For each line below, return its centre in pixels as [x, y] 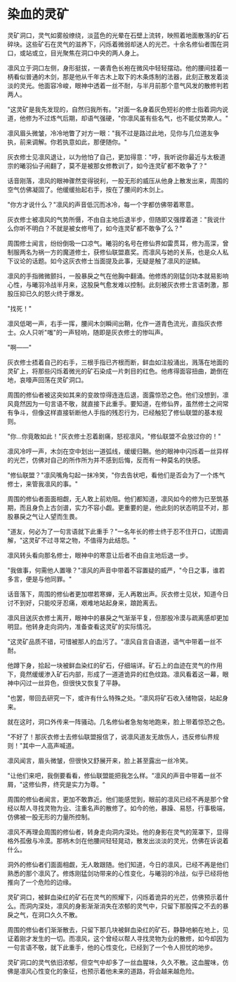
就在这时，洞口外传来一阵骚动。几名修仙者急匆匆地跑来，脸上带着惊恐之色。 [118, 722]
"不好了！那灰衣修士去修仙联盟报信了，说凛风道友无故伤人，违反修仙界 [110, 737]
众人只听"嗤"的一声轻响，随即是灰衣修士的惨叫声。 [93, 332]
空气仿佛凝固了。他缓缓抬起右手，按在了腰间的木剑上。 [87, 189]
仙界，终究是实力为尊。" [70, 784]
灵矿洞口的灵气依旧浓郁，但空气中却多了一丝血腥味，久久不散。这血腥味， [115, 962]
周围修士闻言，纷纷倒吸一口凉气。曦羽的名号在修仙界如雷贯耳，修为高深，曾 [118, 243]
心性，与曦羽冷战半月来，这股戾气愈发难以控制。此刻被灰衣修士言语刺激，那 [118, 284]
